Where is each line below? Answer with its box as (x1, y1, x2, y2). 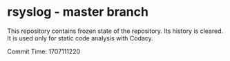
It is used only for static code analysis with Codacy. (7, 34, 153, 42)
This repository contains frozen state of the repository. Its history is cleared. (7, 27, 223, 35)
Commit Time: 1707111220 (7, 47, 81, 56)
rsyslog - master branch (7, 4, 148, 20)
